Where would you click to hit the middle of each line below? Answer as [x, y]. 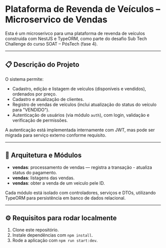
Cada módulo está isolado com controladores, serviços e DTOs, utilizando [81, 193]
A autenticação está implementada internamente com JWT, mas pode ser [80, 130]
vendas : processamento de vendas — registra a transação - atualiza [82, 167]
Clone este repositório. [36, 230]
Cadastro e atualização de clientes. [48, 99]
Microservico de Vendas [56, 20]
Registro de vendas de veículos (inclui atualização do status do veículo [84, 104]
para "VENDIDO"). [31, 109]
